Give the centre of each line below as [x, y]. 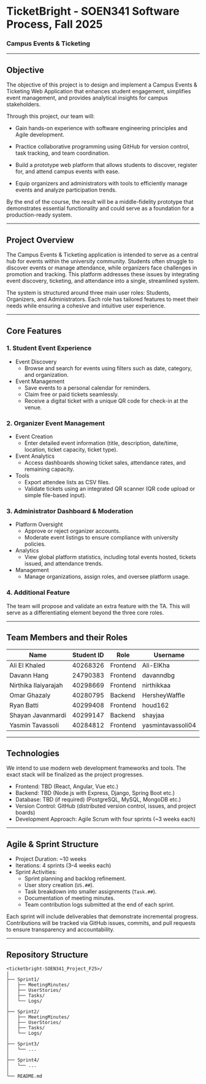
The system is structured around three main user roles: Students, [89, 293]
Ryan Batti [24, 705]
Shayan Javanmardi [38, 715]
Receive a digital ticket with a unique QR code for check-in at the [106, 401]
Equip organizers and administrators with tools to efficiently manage [101, 184]
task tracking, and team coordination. [62, 153]
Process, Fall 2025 [55, 24]
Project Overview [40, 240]
